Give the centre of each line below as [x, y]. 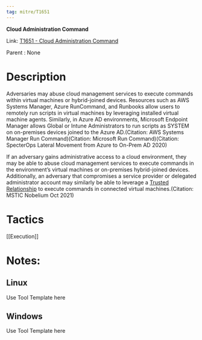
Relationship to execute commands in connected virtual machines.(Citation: [100, 188]
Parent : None [24, 53]
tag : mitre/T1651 [28, 12]
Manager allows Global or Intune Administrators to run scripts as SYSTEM [98, 126]
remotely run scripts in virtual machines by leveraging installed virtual [93, 113]
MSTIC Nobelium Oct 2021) [40, 195]
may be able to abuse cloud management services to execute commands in [100, 163]
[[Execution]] [23, 236]
